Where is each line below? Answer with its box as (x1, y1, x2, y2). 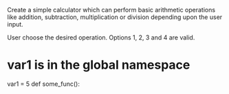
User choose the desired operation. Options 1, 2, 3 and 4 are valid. (7, 33, 195, 42)
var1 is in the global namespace (7, 57, 190, 73)
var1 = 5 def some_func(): (7, 80, 80, 88)
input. (7, 20, 24, 28)
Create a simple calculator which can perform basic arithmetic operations (7, 6, 215, 14)
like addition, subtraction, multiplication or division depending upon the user (7, 13, 223, 21)
